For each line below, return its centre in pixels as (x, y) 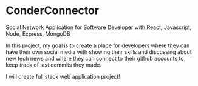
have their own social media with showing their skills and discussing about (99, 51)
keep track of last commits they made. (53, 65)
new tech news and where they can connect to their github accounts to (95, 58)
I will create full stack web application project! (63, 76)
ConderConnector (53, 11)
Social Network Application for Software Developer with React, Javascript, (99, 27)
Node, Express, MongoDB (38, 33)
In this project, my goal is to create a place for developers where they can (98, 45)
